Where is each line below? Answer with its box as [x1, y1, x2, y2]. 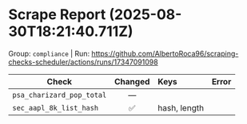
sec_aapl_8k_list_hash [12, 103, 98, 112]
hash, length [157, 102, 205, 113]
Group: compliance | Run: [8, 48, 90, 58]
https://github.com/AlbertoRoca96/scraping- [91, 48, 239, 58]
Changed [114, 76, 150, 87]
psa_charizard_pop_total [12, 90, 107, 99]
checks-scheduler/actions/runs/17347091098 [8, 57, 158, 67]
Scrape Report [8, 6, 106, 24]
